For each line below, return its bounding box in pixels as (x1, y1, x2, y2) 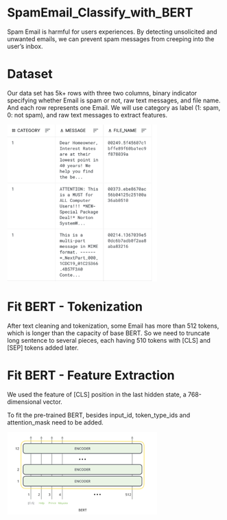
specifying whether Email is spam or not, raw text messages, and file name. (7, 96, 221, 104)
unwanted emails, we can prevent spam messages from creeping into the (7, 34, 215, 43)
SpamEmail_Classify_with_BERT (7, 5, 193, 21)
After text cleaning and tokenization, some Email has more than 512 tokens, (7, 321, 219, 330)
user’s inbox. (7, 42, 43, 50)
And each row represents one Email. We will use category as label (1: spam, (7, 103, 221, 111)
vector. (43, 398, 63, 406)
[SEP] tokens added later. (7, 343, 79, 352)
